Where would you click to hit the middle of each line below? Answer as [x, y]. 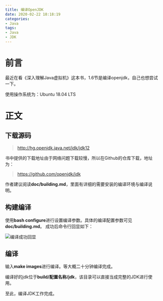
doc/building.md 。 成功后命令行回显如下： [49, 226]
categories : [17, 19]
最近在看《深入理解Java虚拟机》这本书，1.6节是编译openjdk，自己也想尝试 [81, 77]
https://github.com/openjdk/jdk [49, 174]
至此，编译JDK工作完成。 [31, 294]
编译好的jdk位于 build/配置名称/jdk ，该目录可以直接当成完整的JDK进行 [77, 277]
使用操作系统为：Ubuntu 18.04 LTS [41, 94]
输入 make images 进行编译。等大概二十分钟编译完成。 [60, 267]
